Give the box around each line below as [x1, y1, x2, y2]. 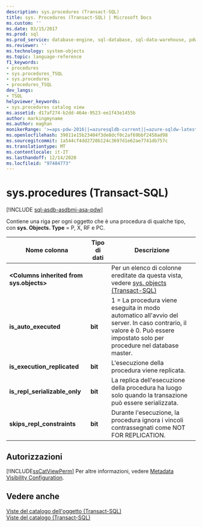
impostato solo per [111, 334, 164, 342]
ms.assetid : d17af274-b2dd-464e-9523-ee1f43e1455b [6, 110, 136, 116]
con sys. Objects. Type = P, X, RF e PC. [6, 224, 105, 232]
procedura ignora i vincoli [111, 416, 183, 424]
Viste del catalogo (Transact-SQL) [6, 514, 91, 521]
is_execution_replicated [9, 362, 79, 371]
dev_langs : [6, 87, 34, 93]
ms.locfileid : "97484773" [6, 160, 71, 166]
